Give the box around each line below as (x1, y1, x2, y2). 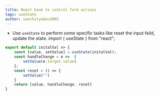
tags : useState (5, 12, 37, 17)
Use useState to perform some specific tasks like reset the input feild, (12, 30, 155, 36)
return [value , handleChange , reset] (14, 82, 92, 87)
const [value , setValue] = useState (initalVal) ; (14, 50, 117, 55)
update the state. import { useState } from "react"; (12, 35, 115, 41)
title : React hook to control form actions (5, 7, 97, 12)
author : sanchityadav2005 (5, 16, 59, 21)
